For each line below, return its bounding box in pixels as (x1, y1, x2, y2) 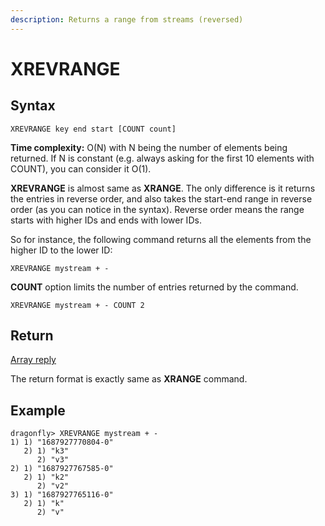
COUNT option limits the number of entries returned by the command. (10, 281, 299, 293)
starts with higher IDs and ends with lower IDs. (10, 214, 202, 226)
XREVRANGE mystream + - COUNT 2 (10, 300, 145, 310)
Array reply (10, 354, 57, 366)
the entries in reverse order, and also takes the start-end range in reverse (10, 192, 313, 205)
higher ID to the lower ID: (10, 244, 113, 256)
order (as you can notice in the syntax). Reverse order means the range (10, 203, 305, 215)
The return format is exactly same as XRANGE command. (10, 373, 248, 385)
